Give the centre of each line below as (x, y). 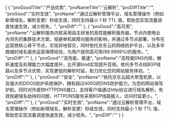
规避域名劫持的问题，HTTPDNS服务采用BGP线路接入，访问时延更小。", (84, 96)
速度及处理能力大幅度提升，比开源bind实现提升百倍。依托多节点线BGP (83, 64)
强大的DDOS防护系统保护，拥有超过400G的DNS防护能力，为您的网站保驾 (86, 83)
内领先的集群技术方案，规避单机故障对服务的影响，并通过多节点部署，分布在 (85, 39)
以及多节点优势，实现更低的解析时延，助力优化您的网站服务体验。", (80, 71)
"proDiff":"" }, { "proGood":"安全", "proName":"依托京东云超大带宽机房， (81, 77)
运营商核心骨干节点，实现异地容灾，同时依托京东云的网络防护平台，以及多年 (85, 45)
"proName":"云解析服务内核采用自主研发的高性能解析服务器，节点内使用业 (83, 33)
